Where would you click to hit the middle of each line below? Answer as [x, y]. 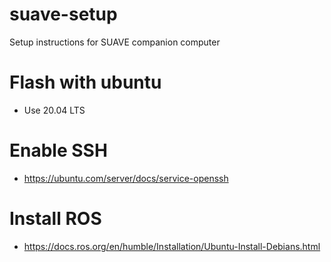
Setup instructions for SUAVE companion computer [115, 42]
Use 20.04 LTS [54, 110]
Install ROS [55, 219]
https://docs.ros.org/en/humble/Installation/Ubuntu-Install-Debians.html [172, 246]
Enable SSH [58, 150]
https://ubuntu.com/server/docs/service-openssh [126, 178]
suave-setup [63, 14]
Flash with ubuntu [85, 82]
